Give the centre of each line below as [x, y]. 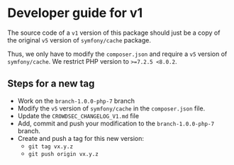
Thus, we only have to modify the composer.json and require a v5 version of [117, 54]
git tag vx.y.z [50, 147]
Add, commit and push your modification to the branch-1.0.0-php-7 [116, 123]
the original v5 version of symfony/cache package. [79, 40]
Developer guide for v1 [75, 13]
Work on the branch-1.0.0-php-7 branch [76, 101]
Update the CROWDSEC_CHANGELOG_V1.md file [78, 115]
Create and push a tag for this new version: [80, 138]
